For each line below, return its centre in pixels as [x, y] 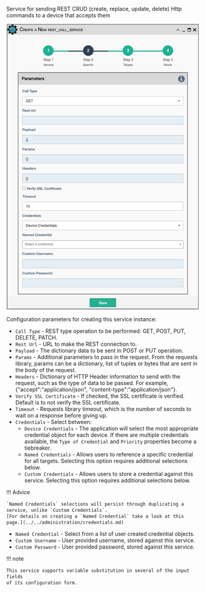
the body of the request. [45, 370]
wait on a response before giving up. [61, 415]
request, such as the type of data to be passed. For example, [92, 383]
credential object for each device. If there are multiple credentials [106, 435]
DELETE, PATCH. [36, 338]
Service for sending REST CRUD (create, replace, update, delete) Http [94, 9]
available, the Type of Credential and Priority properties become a [110, 442]
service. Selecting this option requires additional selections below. [107, 481]
